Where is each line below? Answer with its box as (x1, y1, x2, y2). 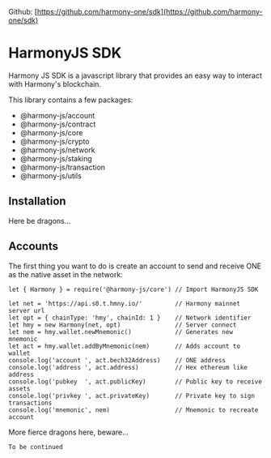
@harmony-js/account (19, 110, 95, 120)
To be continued (8, 443, 63, 451)
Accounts (8, 239, 59, 254)
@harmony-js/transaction (19, 162, 106, 172)
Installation (8, 195, 66, 208)
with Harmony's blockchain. (8, 79, 102, 88)
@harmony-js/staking (19, 153, 93, 163)
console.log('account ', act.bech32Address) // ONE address (8, 356, 227, 364)
